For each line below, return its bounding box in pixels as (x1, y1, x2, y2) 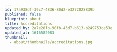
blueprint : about (5, 16, 41, 21)
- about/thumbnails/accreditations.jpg (9, 40, 93, 45)
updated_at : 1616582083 (5, 30, 55, 35)
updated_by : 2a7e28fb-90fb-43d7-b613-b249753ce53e (5, 26, 113, 31)
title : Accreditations (5, 21, 52, 26)
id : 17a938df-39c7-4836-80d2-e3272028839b (5, 7, 95, 12)
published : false (5, 12, 41, 17)
